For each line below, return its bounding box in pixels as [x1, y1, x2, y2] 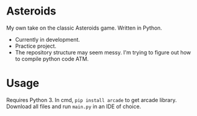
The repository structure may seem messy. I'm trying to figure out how [15, 48, 192, 56]
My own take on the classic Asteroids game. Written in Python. [6, 24, 163, 31]
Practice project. [15, 42, 57, 50]
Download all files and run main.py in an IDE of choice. [6, 103, 141, 110]
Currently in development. [15, 36, 80, 43]
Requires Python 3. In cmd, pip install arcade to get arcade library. [6, 96, 177, 103]
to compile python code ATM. [15, 55, 89, 62]
